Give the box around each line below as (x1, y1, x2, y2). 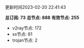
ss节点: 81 (12, 31, 33, 37)
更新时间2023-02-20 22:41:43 (5, 4, 66, 10)
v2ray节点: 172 (12, 25, 42, 31)
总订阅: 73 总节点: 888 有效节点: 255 (5, 15, 80, 21)
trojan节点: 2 (12, 37, 38, 43)
